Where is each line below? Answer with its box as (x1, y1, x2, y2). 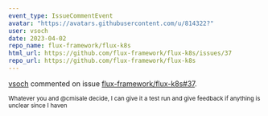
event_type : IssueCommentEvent (8, 11, 113, 20)
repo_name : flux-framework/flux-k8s (8, 42, 131, 50)
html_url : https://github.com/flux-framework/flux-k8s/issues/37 (8, 49, 232, 57)
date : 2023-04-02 (8, 34, 67, 43)
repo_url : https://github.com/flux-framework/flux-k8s (8, 57, 196, 65)
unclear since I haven (8, 101, 68, 110)
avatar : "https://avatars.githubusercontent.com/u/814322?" (8, 19, 215, 27)
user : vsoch (8, 27, 48, 35)
